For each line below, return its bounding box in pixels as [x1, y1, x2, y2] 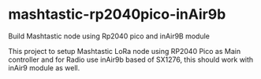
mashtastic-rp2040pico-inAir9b [8, 5, 226, 23]
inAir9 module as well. [8, 63, 80, 72]
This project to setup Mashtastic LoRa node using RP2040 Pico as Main [8, 46, 241, 56]
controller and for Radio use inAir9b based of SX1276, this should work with [8, 55, 254, 64]
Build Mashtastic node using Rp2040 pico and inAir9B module [8, 31, 211, 41]
